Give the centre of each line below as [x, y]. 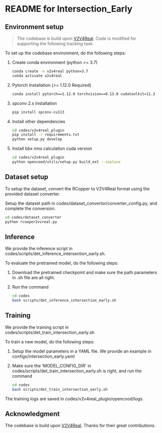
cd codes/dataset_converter [33, 217]
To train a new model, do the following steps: [50, 342]
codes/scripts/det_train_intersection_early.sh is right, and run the [77, 371]
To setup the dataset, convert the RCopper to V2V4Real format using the [77, 189]
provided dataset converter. [33, 194]
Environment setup [34, 27]
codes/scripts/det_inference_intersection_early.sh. [55, 254]
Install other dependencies [38, 121]
